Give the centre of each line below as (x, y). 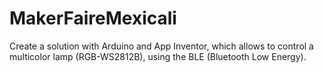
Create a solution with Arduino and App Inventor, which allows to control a (161, 46)
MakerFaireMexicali (93, 18)
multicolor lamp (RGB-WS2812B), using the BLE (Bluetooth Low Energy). (158, 56)
